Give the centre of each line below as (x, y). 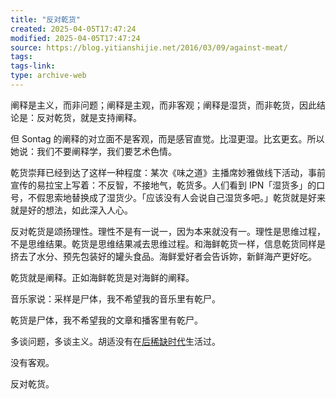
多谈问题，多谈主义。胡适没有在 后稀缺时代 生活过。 (115, 341)
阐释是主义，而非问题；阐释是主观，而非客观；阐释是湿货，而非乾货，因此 (163, 105)
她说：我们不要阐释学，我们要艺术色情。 (93, 151)
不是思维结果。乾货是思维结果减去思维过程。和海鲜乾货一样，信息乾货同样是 (168, 243)
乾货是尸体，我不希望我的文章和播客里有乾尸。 (106, 320)
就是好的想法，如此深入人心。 (71, 210)
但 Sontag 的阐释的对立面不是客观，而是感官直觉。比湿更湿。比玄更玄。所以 (167, 138)
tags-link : (33, 66)
